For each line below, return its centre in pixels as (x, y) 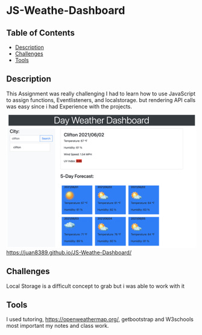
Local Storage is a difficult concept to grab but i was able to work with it (96, 286)
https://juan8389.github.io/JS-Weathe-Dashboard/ (69, 252)
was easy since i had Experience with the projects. (69, 106)
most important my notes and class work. (58, 326)
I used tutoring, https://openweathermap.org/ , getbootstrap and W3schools (100, 319)
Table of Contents (41, 33)
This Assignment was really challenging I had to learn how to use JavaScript (101, 94)
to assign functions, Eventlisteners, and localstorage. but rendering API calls (101, 100)
